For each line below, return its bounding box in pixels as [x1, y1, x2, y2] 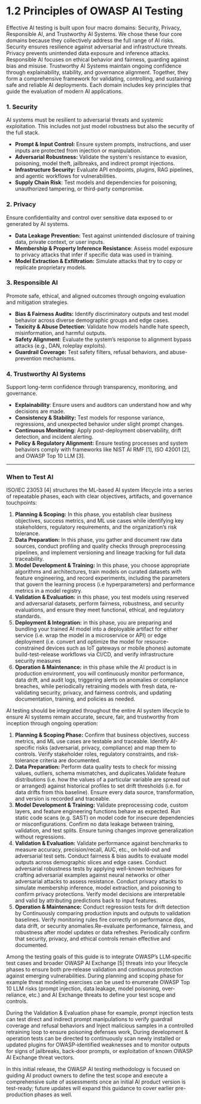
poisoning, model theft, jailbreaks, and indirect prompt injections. [14, 160, 175, 167]
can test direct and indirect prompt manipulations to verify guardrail [6, 1016, 173, 1023]
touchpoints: [6, 499, 37, 506]
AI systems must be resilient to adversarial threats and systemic [6, 116, 163, 123]
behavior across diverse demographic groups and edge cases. [14, 316, 170, 324]
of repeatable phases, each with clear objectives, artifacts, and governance [6, 493, 193, 500]
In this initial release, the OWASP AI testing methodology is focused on [6, 1066, 181, 1073]
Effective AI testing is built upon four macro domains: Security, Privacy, [6, 24, 181, 31]
